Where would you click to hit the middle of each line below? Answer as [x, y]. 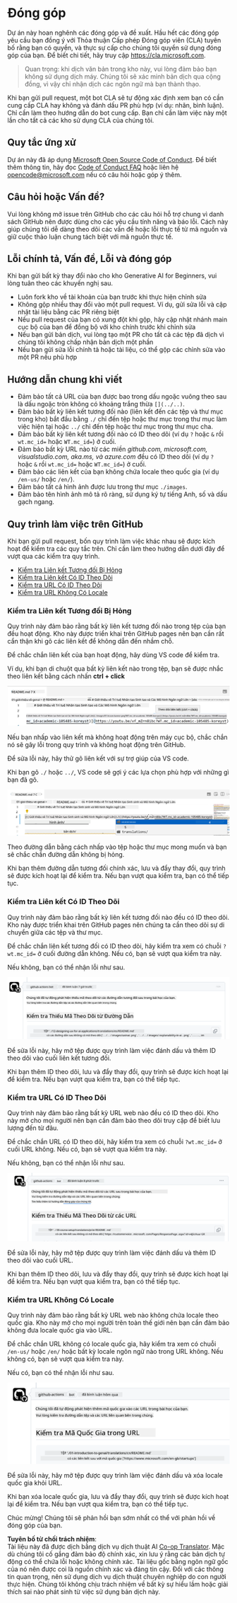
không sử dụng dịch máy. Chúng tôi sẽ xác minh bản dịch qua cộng [122, 76]
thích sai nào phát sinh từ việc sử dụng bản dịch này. [84, 1592]
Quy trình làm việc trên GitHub [75, 524]
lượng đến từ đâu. [33, 1128]
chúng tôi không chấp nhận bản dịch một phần [85, 342]
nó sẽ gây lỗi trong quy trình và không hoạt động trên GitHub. [96, 745]
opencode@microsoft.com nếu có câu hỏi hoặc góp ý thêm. [95, 174]
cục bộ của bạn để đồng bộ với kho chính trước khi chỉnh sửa [107, 327]
